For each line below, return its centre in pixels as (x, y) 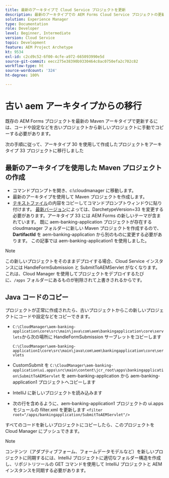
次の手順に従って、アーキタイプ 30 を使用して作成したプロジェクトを (77, 144)
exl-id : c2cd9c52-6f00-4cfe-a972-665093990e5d (55, 57)
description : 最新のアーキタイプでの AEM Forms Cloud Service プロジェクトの (82, 15)
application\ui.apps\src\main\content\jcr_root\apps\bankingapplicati (88, 370)
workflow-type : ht (24, 66)
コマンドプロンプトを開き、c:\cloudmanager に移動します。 (74, 190)
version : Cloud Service (30, 38)
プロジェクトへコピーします (67, 382)
